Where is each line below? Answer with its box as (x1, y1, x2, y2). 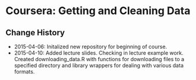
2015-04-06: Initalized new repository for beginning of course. (14, 43, 167, 50)
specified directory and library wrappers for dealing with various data (14, 62, 184, 69)
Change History (5, 28, 65, 38)
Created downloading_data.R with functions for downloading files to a (14, 56, 185, 62)
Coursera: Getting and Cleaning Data (5, 4, 191, 18)
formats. (14, 68, 35, 75)
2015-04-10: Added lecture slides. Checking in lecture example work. (14, 49, 184, 56)
